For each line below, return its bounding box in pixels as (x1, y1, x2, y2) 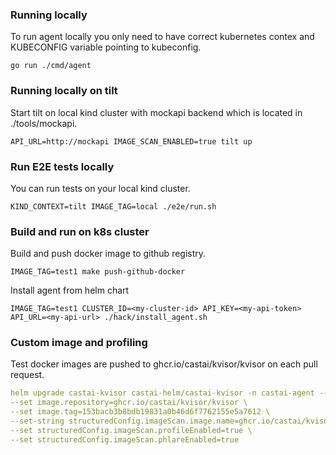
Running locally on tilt (10, 84, 118, 98)
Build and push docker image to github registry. (10, 248, 207, 260)
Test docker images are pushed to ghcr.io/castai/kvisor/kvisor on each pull (10, 358, 318, 370)
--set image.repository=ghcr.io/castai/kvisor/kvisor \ (10, 398, 248, 408)
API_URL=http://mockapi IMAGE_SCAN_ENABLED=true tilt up (10, 136, 253, 147)
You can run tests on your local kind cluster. (10, 182, 191, 194)
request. (10, 369, 45, 381)
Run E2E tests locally (10, 159, 115, 173)
